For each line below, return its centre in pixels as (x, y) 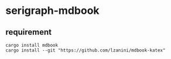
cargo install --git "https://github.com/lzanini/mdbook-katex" (85, 50)
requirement (29, 32)
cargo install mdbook (32, 45)
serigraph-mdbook (53, 11)
